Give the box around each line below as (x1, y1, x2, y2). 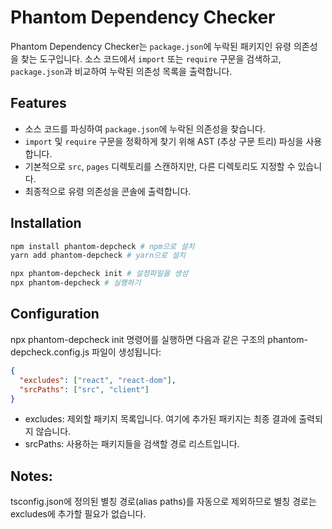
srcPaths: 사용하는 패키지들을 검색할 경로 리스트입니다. (24, 438, 240, 450)
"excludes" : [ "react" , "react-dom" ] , (19, 375, 177, 385)
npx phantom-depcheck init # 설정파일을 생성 (10, 269, 189, 279)
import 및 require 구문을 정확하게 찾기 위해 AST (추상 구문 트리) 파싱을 (24, 135, 304, 147)
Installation (10, 215, 82, 232)
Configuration (10, 306, 100, 323)
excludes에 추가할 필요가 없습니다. (10, 508, 147, 520)
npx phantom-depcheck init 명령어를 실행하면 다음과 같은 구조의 (10, 333, 266, 345)
